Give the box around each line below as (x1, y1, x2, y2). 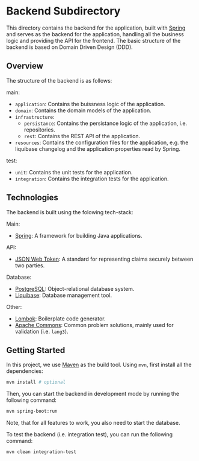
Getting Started (6, 345, 66, 355)
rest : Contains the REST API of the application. (23, 132, 141, 139)
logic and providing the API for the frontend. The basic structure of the (6, 37, 181, 44)
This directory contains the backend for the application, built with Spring (6, 24, 186, 31)
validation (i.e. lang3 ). (14, 328, 69, 335)
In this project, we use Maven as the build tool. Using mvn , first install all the (6, 361, 192, 369)
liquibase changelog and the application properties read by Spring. (14, 145, 181, 152)
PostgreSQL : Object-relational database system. (14, 285, 135, 292)
